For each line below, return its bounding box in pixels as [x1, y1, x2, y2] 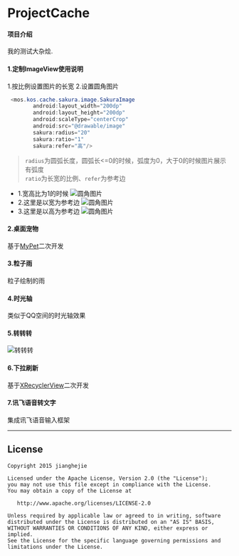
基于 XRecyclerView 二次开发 [7, 381, 90, 389]
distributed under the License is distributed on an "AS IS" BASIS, [7, 518, 215, 525]
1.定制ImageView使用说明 [7, 64, 84, 73]
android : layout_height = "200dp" [33, 109, 126, 117]
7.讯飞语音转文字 [7, 399, 57, 407]
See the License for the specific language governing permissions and [7, 537, 221, 544]
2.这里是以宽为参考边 [17, 198, 80, 206]
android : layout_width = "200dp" [33, 103, 122, 110]
